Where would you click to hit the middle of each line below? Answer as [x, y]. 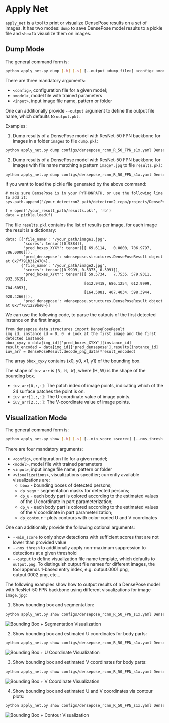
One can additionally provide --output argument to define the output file [80, 110]
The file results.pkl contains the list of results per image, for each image [81, 225]
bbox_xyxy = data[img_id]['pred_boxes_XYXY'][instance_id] [68, 343]
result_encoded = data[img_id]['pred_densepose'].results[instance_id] [82, 347]
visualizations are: [31, 480]
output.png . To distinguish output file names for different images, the [84, 564]
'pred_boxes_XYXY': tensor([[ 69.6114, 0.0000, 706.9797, [88, 248]
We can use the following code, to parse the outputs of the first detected [80, 315]
